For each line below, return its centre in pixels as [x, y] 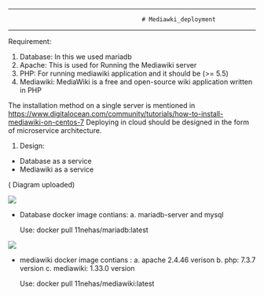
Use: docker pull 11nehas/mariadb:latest [84, 230]
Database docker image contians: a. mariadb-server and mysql [121, 215]
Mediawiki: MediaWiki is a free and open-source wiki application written [136, 82]
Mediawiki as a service [57, 169]
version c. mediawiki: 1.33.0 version [77, 268]
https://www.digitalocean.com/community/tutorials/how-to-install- [116, 114]
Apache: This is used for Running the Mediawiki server [108, 65]
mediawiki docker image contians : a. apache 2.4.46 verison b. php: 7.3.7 [137, 260]
